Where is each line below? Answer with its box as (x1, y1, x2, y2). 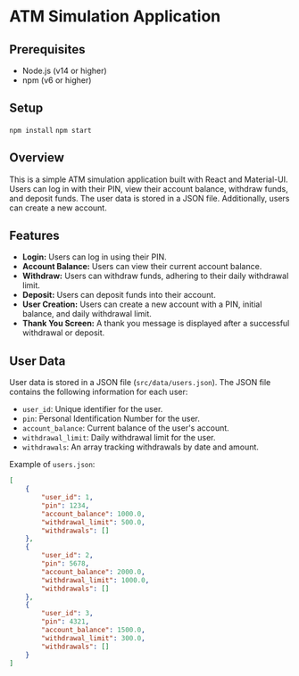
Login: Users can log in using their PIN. (21, 251, 167, 262)
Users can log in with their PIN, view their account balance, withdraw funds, (9, 183, 288, 194)
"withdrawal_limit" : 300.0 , (41, 633, 145, 643)
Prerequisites (9, 42, 86, 57)
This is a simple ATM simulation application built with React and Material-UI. (9, 174, 288, 185)
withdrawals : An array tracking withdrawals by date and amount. (21, 441, 259, 452)
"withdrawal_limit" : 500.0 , (41, 517, 145, 527)
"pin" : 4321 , (41, 617, 90, 626)
